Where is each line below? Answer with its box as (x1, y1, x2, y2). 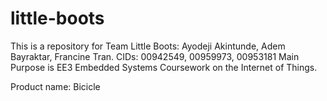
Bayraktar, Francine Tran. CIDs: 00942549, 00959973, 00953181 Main (10, 50, 300, 62)
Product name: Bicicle (10, 80, 101, 92)
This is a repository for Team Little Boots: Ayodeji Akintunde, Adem (10, 40, 286, 52)
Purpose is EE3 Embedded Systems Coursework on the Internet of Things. (10, 61, 318, 73)
